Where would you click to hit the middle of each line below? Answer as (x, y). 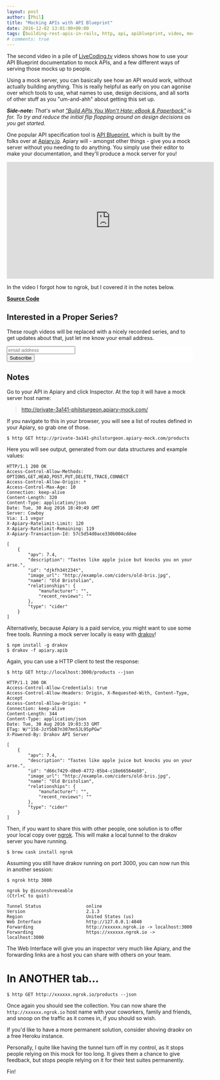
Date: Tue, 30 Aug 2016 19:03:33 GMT (53, 724)
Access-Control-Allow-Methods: (45, 471)
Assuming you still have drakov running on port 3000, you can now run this (98, 863)
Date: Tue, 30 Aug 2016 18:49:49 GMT (53, 508)
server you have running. (37, 841)
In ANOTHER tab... (53, 978)
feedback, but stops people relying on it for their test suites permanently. (96, 1060)
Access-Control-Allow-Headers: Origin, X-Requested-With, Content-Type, (98, 693)
